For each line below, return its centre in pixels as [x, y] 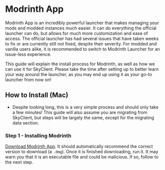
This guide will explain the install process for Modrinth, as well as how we [80, 64]
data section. [26, 123]
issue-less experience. [28, 54]
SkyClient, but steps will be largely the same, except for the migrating [83, 118]
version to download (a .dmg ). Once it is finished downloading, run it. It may [82, 152]
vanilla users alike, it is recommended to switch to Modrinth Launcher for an [82, 49]
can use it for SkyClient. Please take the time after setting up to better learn [82, 69]
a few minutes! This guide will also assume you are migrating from [80, 112]
